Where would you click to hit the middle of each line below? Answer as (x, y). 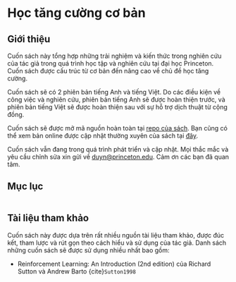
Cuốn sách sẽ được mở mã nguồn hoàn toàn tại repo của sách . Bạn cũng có (117, 128)
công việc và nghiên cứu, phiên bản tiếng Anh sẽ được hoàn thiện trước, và (116, 99)
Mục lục (25, 186)
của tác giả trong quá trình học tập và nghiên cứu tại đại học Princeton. (111, 63)
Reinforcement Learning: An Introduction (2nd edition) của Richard (114, 264)
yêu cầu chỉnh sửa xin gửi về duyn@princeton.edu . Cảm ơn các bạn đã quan (118, 157)
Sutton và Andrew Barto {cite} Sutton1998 (76, 271)
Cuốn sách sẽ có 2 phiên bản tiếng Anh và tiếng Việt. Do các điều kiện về (114, 92)
